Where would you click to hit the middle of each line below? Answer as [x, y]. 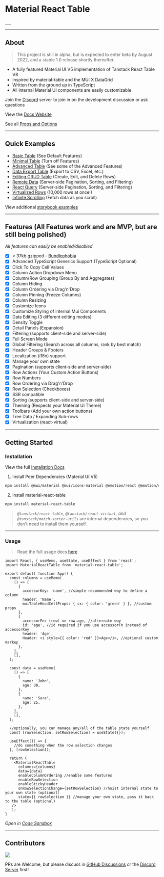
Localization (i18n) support [39, 356]
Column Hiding [27, 284]
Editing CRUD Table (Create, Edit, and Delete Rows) [64, 176]
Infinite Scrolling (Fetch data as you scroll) [54, 197]
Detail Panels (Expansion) [38, 328]
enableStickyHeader [38, 784]
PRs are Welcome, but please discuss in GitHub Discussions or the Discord [81, 864]
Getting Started [29, 442]
